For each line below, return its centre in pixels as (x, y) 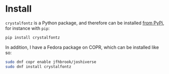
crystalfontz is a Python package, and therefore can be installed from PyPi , (85, 23)
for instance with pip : (27, 28)
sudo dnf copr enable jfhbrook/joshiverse (51, 62)
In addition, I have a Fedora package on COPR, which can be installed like (82, 47)
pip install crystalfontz (32, 38)
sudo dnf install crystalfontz (38, 66)
